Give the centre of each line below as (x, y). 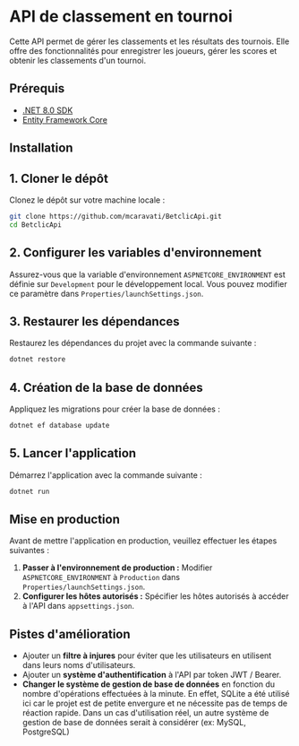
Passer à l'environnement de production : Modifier (117, 568)
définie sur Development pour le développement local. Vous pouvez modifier (149, 283)
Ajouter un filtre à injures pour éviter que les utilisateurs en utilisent (147, 655)
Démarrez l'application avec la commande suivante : (106, 475)
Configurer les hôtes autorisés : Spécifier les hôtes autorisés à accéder (155, 596)
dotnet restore (38, 360)
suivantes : (29, 551)
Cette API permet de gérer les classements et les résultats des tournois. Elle (149, 41)
